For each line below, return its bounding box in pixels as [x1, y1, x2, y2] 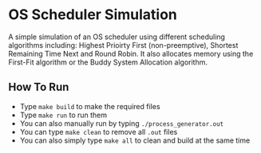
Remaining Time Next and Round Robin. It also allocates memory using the [8, 49, 254, 58]
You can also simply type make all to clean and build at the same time [19, 135, 251, 145]
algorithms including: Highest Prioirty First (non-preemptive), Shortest [8, 40, 239, 49]
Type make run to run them [19, 110, 108, 120]
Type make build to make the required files [19, 101, 161, 111]
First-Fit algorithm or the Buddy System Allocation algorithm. [8, 57, 208, 67]
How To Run [8, 80, 69, 94]
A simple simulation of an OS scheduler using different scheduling [8, 32, 226, 41]
